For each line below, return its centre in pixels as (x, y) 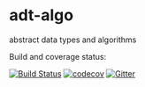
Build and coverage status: (58, 56)
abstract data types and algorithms (73, 40)
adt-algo (41, 15)
